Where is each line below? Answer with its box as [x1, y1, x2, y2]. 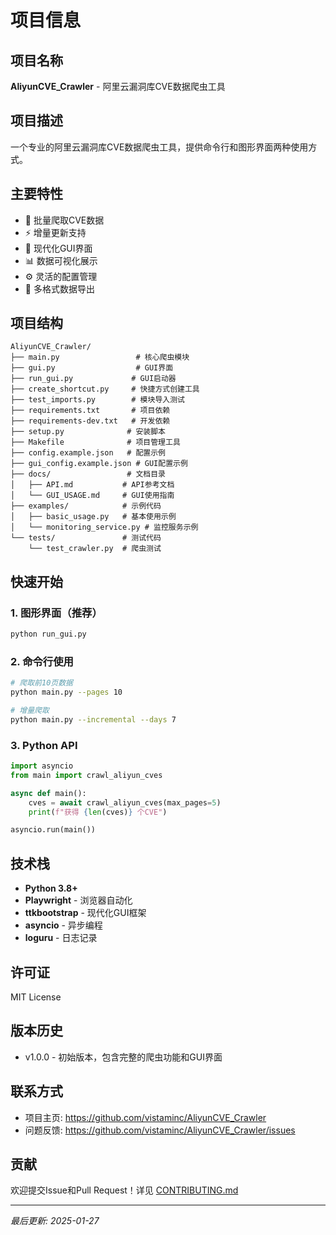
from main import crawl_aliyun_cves [10, 770, 163, 780]
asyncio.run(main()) [10, 825, 97, 835]
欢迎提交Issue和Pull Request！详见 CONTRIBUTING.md [10, 1184, 239, 1196]
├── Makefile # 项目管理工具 [10, 437, 181, 448]
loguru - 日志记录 [24, 932, 98, 944]
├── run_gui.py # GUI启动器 [10, 374, 177, 384]
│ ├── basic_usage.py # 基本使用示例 [10, 512, 177, 522]
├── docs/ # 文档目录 [10, 469, 167, 480]
